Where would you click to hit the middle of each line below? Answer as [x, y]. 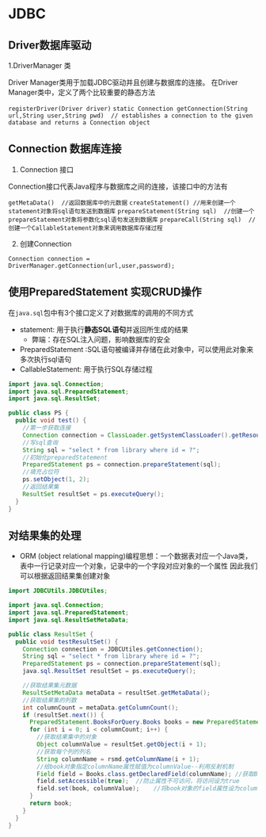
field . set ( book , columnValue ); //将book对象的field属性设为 [138, 789]
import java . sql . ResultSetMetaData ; [68, 620]
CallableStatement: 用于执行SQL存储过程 [86, 369]
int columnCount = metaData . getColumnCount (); [101, 707]
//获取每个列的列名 [64, 751]
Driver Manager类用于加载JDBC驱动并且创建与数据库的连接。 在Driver [123, 82]
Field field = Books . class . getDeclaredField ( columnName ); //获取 [146, 774]
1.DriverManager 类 [40, 65]
